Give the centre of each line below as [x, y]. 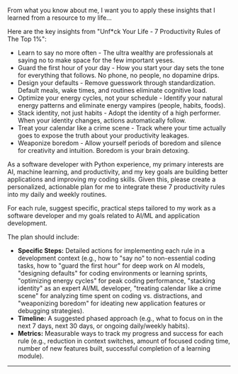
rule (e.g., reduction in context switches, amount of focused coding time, [124, 341]
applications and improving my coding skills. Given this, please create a [112, 179]
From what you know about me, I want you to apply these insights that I [111, 10]
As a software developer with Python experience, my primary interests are [116, 164]
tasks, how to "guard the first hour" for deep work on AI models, [111, 266]
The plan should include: [43, 237]
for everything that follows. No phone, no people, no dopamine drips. [118, 75]
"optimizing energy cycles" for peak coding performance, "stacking [117, 280]
